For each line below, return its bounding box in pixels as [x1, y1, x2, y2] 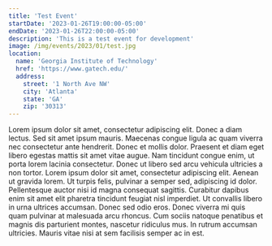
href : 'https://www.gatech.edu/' [15, 65, 129, 73]
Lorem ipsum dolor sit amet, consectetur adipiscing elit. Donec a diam [8, 125, 243, 135]
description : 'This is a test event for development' [8, 34, 195, 43]
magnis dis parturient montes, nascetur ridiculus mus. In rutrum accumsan [8, 220, 258, 230]
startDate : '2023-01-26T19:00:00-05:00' [8, 19, 148, 28]
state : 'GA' [23, 95, 63, 103]
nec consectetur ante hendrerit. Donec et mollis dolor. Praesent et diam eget [8, 142, 265, 152]
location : [8, 50, 42, 58]
